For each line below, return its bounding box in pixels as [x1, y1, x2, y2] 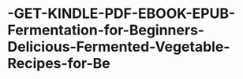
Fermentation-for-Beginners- [7, 21, 205, 39]
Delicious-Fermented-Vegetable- [7, 38, 230, 56]
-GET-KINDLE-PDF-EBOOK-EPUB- [7, 5, 236, 23]
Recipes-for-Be [7, 55, 111, 73]
